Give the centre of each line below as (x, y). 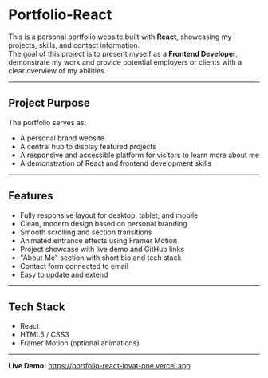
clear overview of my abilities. (57, 70)
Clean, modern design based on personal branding (103, 223)
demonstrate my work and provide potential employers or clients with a (125, 62)
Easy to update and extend (64, 274)
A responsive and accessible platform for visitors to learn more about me (140, 155)
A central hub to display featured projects (88, 146)
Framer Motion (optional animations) (79, 343)
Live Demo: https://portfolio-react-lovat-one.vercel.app (100, 366)
